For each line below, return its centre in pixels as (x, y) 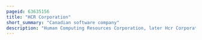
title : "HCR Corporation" (38, 17)
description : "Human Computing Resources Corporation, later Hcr (90, 28)
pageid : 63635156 (28, 11)
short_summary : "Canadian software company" (63, 22)
